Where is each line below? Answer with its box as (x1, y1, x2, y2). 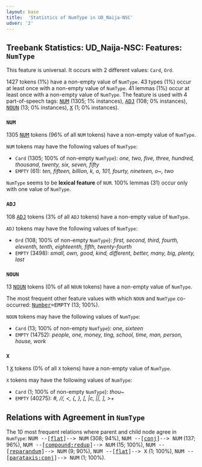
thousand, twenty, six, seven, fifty (14, 161, 99, 168)
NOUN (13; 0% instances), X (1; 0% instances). (6, 104, 119, 111)
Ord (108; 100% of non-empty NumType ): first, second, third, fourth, (14, 237, 179, 244)
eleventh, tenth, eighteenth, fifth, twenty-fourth (14, 243, 132, 250)
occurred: (6, 301, 31, 309)
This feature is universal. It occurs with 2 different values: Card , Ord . (6, 67, 174, 74)
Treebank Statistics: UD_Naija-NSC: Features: (6, 42, 183, 53)
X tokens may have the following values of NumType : (6, 376, 133, 384)
